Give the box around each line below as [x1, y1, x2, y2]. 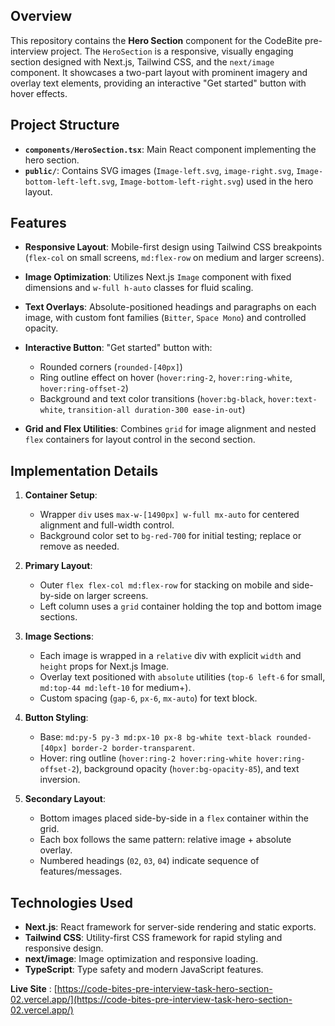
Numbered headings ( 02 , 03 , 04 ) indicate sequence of [39, 855, 260, 867]
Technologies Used [10, 894, 133, 911]
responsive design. [24, 942, 104, 954]
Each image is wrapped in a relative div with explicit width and [39, 650, 302, 662]
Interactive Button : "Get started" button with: [24, 342, 213, 354]
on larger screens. [73, 590, 149, 602]
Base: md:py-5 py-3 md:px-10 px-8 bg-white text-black [39, 731, 272, 743]
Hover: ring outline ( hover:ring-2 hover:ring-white [39, 752, 252, 764]
